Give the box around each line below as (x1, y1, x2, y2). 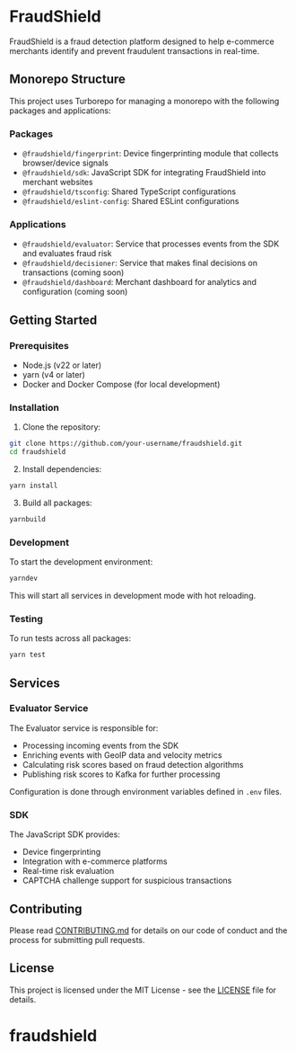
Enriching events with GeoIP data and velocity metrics (22, 749, 222, 761)
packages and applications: (9, 105, 111, 116)
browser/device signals (22, 157, 109, 168)
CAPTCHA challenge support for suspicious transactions (22, 875, 232, 886)
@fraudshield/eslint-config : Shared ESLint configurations (22, 196, 239, 207)
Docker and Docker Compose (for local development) (22, 379, 221, 390)
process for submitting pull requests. (9, 934, 145, 945)
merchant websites (22, 177, 93, 188)
